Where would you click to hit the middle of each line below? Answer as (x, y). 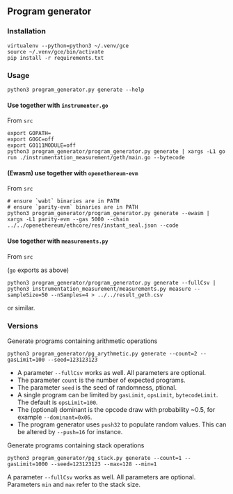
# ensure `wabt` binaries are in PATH (63, 201)
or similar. (21, 308)
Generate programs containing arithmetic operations (82, 341)
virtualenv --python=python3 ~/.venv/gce (68, 46)
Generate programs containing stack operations (76, 445)
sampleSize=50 (28, 295)
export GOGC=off (31, 140)
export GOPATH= (29, 134)
